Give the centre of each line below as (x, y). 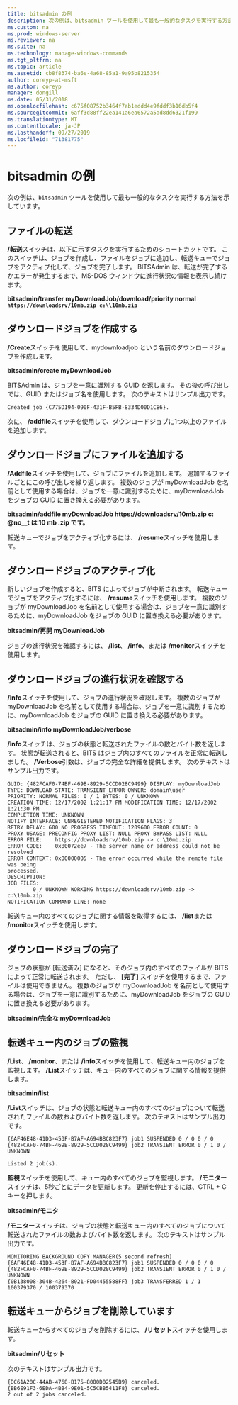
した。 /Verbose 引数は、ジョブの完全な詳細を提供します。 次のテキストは (121, 762)
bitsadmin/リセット (36, 1353)
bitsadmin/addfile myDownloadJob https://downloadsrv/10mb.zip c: (111, 514)
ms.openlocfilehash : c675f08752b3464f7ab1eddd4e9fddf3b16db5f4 (103, 106)
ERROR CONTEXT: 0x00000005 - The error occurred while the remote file (115, 858)
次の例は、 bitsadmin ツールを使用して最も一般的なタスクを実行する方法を (115, 197)
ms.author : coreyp (34, 86)
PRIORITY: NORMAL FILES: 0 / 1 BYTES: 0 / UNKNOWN (84, 797)
